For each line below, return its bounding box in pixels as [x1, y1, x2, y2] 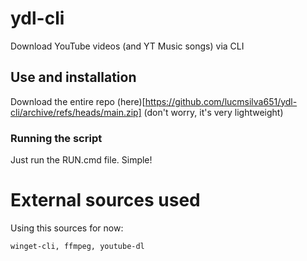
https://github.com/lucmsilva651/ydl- [144, 95, 298, 107]
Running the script [10, 131, 103, 145]
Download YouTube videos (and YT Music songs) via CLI [10, 40, 245, 52]
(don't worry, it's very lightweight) [143, 106, 284, 118]
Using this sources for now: [10, 222, 124, 234]
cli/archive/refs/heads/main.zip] [10, 106, 142, 118]
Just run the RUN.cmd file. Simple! [10, 154, 153, 166]
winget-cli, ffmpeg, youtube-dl [10, 241, 145, 251]
